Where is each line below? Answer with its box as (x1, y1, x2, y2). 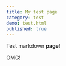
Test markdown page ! (6, 42, 61, 50)
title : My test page (6, 8, 58, 15)
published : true (6, 25, 47, 32)
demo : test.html (6, 20, 47, 26)
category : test (6, 15, 44, 21)
